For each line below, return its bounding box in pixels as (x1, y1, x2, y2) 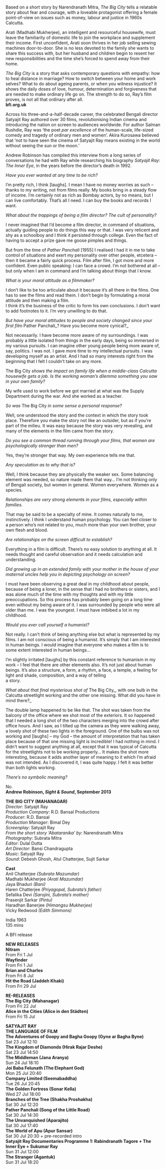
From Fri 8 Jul (5, 973, 34, 978)
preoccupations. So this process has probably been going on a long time (5, 597, 153, 602)
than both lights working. (5, 765, 56, 770)
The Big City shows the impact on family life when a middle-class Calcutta (5, 368, 157, 374)
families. (5, 502, 23, 508)
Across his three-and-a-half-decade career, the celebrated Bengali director (5, 111, 159, 117)
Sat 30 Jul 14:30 (5, 1112, 39, 1118)
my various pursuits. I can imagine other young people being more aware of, (5, 343, 160, 349)
